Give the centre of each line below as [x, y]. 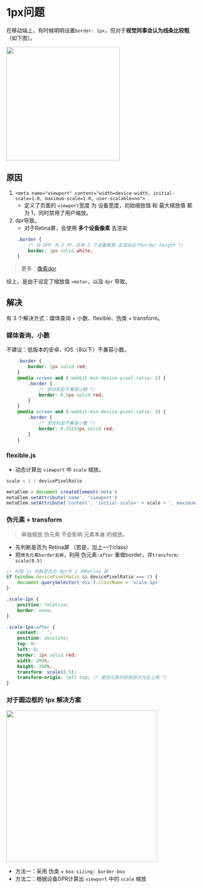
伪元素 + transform [34, 520]
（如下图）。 [21, 38]
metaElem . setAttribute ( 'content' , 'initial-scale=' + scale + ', [90, 503]
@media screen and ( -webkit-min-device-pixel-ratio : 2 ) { [92, 378]
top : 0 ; [27, 644]
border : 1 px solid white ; [61, 251]
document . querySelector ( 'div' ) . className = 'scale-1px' [89, 583]
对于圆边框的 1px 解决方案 [44, 700]
